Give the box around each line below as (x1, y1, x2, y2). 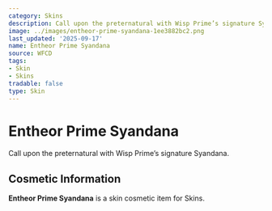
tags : (8, 57, 27, 65)
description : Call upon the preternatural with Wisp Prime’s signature (8, 19, 255, 27)
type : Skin (8, 87, 45, 95)
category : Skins (8, 11, 63, 20)
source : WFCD (8, 49, 53, 57)
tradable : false (8, 79, 63, 87)
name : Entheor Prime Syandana (8, 42, 111, 50)
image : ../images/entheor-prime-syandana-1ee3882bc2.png (8, 27, 205, 35)
